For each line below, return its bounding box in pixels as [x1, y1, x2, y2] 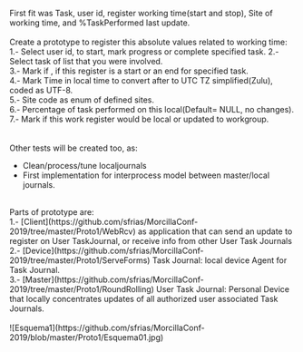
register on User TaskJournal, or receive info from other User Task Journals [9, 236, 293, 246]
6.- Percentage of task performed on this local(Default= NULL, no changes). [9, 104, 295, 114]
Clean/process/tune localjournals [22, 161, 147, 171]
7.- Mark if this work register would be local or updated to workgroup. [9, 113, 269, 124]
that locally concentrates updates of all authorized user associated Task [9, 294, 279, 304]
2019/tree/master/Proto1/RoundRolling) [9, 284, 154, 294]
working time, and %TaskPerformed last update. [9, 17, 191, 28]
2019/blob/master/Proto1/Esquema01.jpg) [9, 332, 164, 343]
